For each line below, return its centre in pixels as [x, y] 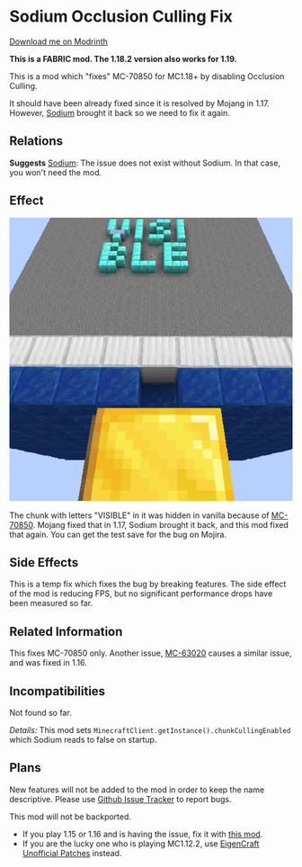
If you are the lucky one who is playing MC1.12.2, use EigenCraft [141, 844]
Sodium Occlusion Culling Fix [121, 17]
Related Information [66, 631]
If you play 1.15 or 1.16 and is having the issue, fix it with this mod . [142, 834]
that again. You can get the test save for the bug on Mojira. [118, 534]
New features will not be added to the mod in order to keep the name [137, 790]
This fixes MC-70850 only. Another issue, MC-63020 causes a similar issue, [151, 653]
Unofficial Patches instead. [72, 853]
